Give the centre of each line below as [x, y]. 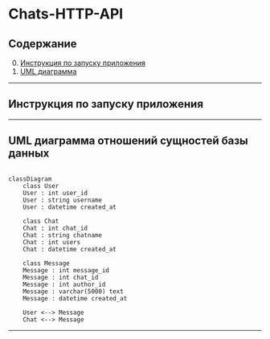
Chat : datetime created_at [70, 249]
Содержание [43, 44]
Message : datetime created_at [75, 298]
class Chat [41, 221]
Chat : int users [52, 242]
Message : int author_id [64, 284]
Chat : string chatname [63, 235]
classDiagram [30, 179]
